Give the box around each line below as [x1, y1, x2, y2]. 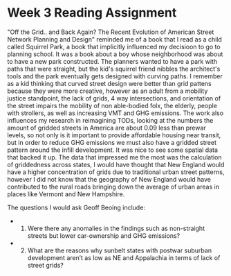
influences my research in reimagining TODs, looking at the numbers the [7, 116, 214, 124]
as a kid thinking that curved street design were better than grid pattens [7, 79, 212, 87]
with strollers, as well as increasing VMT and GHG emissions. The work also [7, 109, 223, 117]
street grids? [27, 261, 64, 269]
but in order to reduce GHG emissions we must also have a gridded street [7, 138, 216, 146]
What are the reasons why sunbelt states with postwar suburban [27, 246, 212, 255]
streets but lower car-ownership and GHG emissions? [27, 231, 181, 240]
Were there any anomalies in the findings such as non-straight [27, 224, 205, 232]
